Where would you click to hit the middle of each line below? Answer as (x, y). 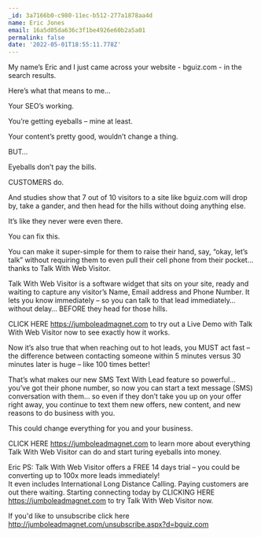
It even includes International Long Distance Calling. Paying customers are (129, 484)
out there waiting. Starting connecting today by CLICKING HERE (111, 492)
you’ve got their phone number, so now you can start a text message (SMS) (130, 388)
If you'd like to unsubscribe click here (69, 516)
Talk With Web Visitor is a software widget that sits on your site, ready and (129, 283)
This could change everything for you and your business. (101, 428)
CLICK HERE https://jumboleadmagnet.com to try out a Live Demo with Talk (130, 324)
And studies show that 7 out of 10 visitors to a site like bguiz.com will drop (128, 198)
